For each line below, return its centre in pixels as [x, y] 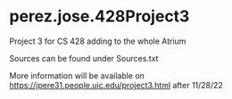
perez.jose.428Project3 [99, 16]
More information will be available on [77, 75]
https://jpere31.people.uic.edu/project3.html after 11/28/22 [116, 85]
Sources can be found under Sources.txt [84, 58]
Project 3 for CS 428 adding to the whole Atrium [98, 41]
